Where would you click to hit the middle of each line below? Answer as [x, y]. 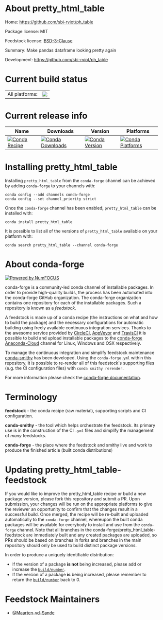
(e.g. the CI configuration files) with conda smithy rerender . [64, 368]
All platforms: [23, 94]
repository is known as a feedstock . [41, 308]
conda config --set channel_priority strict [51, 199]
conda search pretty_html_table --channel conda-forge [62, 245]
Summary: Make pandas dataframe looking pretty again [61, 50]
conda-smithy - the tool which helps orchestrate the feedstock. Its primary [80, 425]
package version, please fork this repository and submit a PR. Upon [73, 498]
